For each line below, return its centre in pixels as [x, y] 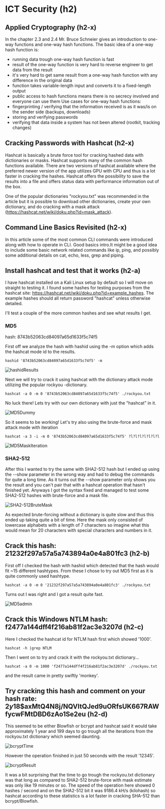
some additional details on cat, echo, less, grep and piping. [65, 255]
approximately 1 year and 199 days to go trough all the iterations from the [79, 731]
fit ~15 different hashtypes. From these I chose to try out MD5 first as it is [79, 571]
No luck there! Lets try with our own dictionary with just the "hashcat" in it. [81, 403]
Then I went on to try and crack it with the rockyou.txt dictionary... [72, 657]
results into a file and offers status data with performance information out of [82, 181]
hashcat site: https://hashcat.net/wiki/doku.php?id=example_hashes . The [80, 293]
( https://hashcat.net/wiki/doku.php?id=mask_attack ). [59, 212]
